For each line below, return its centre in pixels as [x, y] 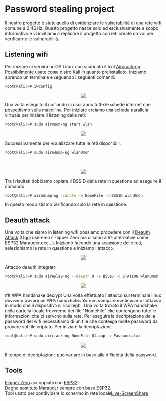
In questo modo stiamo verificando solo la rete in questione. [66, 204]
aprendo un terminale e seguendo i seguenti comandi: [60, 77]
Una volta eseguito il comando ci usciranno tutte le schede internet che [78, 104]
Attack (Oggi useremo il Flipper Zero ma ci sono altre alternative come [77, 238]
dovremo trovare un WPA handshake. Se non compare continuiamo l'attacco [83, 301]
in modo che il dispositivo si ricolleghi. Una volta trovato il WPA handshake [81, 306]
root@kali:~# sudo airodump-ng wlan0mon [48, 152]
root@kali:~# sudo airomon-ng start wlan [49, 124]
